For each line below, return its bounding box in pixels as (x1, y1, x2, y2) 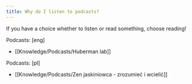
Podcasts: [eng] (6, 36, 46, 43)
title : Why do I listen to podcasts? (6, 8, 100, 15)
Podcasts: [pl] (6, 59, 40, 66)
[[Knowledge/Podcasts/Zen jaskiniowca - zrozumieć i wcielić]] (14, 70, 168, 77)
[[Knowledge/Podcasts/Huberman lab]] (14, 48, 111, 55)
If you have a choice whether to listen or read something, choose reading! (6, 25, 187, 32)
